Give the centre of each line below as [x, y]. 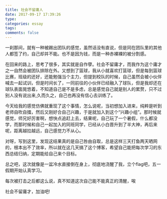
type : [11, 19]
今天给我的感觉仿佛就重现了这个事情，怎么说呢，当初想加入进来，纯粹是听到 [83, 106]
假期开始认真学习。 [25, 170]
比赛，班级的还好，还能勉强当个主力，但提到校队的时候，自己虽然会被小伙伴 [83, 77]
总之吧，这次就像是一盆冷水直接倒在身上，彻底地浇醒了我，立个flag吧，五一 [83, 164]
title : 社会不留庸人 [24, 10]
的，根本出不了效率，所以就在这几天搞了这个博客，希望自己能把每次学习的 [81, 147]
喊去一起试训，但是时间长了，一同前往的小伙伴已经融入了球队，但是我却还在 [83, 83]
